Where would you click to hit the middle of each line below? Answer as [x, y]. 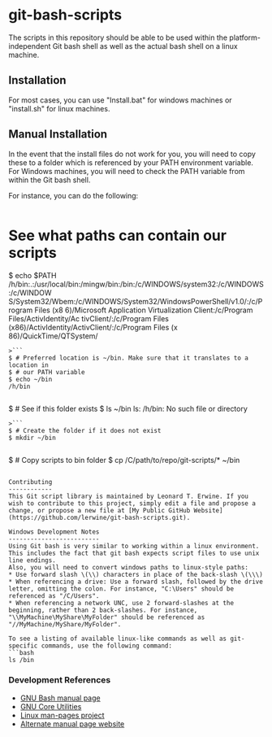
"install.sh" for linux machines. [59, 108]
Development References [60, 680]
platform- [245, 37]
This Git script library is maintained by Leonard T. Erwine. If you [129, 496]
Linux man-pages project [62, 715]
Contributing [30, 482]
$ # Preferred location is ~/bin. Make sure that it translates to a [129, 358]
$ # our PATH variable [47, 372]
